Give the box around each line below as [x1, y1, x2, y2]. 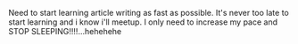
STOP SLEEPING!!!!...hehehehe [8, 26, 122, 36]
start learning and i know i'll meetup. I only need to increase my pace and [8, 17, 278, 27]
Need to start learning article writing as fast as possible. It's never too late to [8, 8, 289, 18]
